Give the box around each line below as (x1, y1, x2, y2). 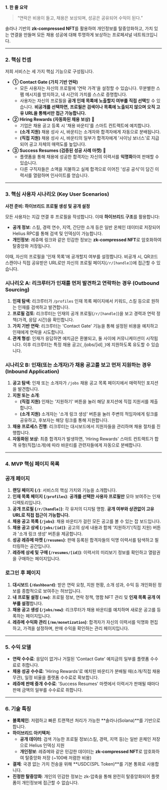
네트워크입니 (133, 32, 158, 37)
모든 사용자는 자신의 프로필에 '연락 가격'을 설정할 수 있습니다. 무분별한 (19, 85, 155, 91)
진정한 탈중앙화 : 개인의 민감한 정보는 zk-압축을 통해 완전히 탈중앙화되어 (12, 774, 151, 780)
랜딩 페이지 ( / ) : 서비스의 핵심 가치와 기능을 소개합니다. (12, 487, 117, 493)
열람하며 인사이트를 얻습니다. (33, 172, 89, 178)
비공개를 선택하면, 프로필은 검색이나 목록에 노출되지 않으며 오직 (34, 104, 156, 110)
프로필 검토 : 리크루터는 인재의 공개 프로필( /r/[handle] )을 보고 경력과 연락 (12, 310, 156, 316)
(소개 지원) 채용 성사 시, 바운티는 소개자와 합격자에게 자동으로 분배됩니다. (19, 129, 161, 135)
